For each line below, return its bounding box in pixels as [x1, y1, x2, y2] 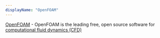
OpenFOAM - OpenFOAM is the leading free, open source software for [5, 21, 155, 27]
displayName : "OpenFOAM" [5, 7, 59, 13]
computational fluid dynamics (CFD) [5, 26, 82, 33]
